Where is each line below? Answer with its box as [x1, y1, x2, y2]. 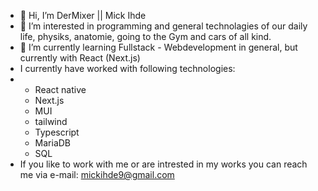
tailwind [34, 116, 68, 127]
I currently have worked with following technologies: [19, 63, 236, 74]
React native [34, 84, 87, 95]
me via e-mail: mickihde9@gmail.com [19, 169, 175, 180]
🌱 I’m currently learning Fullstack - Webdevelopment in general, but [19, 41, 298, 53]
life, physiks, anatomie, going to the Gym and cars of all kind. [19, 31, 272, 42]
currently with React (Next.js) [19, 52, 141, 64]
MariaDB [34, 137, 72, 149]
